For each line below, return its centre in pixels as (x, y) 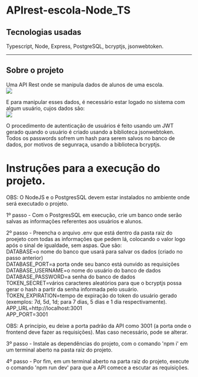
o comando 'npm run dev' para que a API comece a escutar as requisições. (98, 368)
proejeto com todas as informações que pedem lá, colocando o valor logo (96, 239)
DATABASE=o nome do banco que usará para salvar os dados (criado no (94, 251)
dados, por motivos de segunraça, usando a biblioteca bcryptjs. (84, 144)
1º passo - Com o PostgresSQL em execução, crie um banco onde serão (94, 215)
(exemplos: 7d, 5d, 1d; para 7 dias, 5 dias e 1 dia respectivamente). (87, 301)
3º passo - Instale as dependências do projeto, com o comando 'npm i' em (97, 343)
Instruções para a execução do (83, 168)
